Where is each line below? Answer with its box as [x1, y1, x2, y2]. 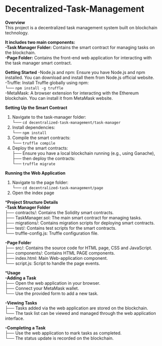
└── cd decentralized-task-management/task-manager [12, 119, 121, 125]
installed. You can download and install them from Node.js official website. [5, 74, 154, 80]
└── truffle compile [12, 140, 55, 146]
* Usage [5, 270, 21, 275]
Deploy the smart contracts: [12, 145, 68, 151]
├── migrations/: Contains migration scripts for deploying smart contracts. [5, 220, 155, 226]
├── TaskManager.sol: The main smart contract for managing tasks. [5, 215, 142, 220]
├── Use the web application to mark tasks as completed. [5, 330, 122, 336]
